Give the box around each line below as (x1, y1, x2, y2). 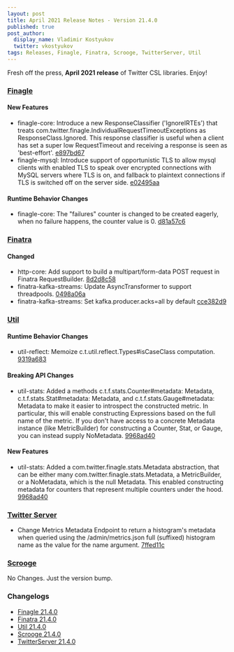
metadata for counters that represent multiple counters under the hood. (17, 485, 224, 493)
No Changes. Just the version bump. (7, 574, 113, 583)
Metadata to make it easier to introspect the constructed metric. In (17, 402, 208, 410)
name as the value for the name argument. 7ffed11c (17, 541, 166, 549)
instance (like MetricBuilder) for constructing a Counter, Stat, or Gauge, (17, 424, 223, 432)
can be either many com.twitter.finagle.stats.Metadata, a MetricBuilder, (17, 470, 222, 479)
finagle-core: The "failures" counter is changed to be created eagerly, (17, 210, 219, 218)
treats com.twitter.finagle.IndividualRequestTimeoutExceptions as (17, 127, 206, 134)
